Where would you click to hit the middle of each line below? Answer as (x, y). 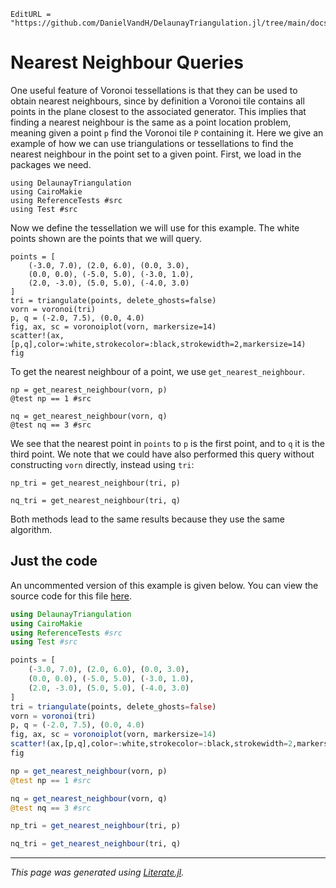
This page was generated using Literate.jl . (97, 872)
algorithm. (31, 529)
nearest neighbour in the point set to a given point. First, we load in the (156, 154)
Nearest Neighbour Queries (127, 62)
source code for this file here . (71, 596)
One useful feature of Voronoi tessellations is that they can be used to (154, 90)
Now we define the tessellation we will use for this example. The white (155, 227)
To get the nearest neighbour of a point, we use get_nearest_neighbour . (158, 371)
